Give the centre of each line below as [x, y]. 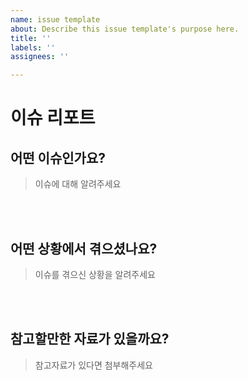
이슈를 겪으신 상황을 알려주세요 [95, 274]
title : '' [31, 38]
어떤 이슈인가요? [58, 157]
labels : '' [33, 47]
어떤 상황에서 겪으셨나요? [84, 248]
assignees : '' [40, 57]
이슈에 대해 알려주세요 [78, 184]
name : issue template [55, 19]
